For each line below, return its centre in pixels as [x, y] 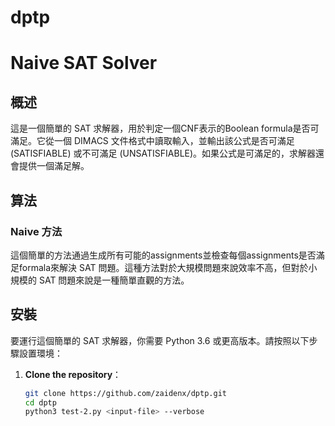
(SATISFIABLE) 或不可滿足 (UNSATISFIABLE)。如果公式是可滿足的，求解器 [163, 153]
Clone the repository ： [73, 374]
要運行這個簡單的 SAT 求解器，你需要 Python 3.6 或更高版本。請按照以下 [160, 340]
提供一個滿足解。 [54, 166]
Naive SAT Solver [84, 63]
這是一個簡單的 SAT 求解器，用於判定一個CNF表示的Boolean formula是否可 [165, 128]
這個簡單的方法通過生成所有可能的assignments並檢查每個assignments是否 [163, 255]
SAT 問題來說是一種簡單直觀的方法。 [114, 280]
